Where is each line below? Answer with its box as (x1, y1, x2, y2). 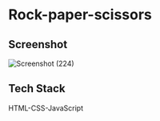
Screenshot (8, 38, 68, 51)
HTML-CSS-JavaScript (8, 103, 84, 113)
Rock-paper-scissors (8, 6, 152, 24)
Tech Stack (8, 82, 66, 95)
